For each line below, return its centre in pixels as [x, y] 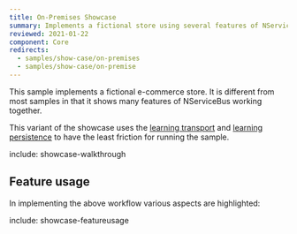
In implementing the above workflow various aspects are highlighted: [135, 203]
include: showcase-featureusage [69, 220]
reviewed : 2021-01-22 [49, 34]
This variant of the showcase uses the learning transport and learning [136, 127]
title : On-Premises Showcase [63, 17]
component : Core [39, 42]
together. [26, 110]
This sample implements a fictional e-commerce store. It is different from [142, 91]
